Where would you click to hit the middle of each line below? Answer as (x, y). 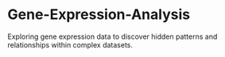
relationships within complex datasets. (70, 44)
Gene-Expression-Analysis (99, 15)
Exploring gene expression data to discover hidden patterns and (112, 36)
